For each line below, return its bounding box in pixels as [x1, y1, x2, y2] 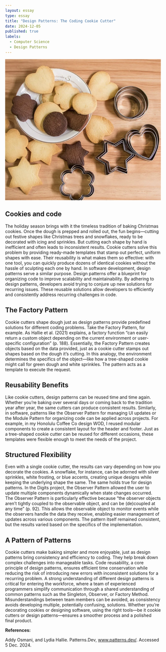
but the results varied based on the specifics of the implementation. [5, 522, 143, 528]
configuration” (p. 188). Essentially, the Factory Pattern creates [22, 340, 150, 346]
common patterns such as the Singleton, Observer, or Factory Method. [5, 592, 149, 597]
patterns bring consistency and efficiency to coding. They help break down [5, 554, 158, 560]
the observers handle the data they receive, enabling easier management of [5, 511, 160, 517]
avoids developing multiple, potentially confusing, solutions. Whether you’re [5, 602, 160, 608]
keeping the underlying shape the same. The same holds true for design [5, 479, 152, 485]
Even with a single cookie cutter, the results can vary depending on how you [5, 464, 161, 470]
